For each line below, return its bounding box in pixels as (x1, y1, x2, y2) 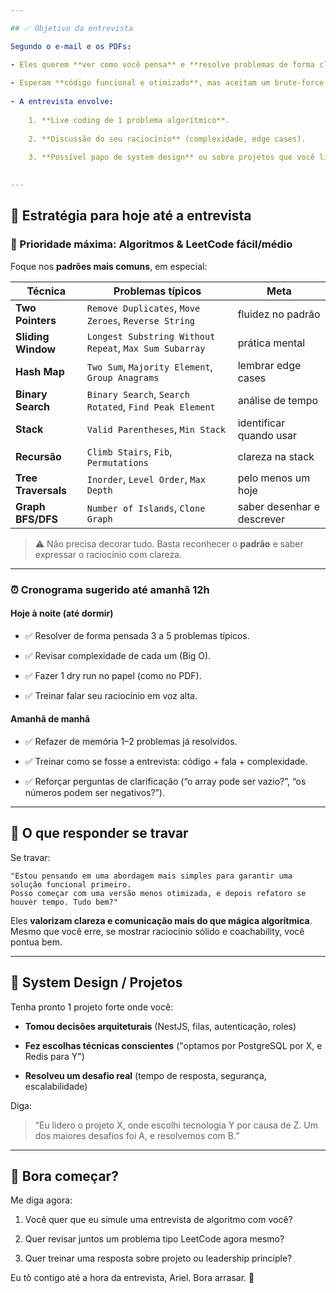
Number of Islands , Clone (86, 501, 206, 515)
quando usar (237, 428, 297, 442)
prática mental (237, 336, 306, 350)
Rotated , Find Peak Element (86, 399, 216, 413)
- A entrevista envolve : (10, 97, 114, 107)
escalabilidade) (24, 1080, 88, 1092)
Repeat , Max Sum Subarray (86, 341, 206, 355)
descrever (237, 512, 286, 526)
